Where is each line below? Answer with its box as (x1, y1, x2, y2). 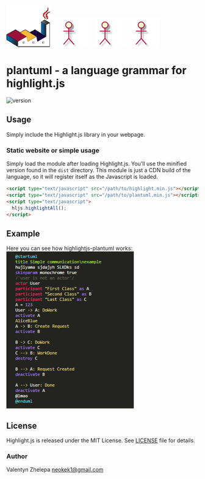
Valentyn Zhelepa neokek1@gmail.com (6, 466, 104, 473)
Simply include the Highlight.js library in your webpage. (6, 130, 145, 138)
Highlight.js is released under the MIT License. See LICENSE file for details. (6, 437, 195, 444)
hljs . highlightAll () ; (12, 205, 67, 211)
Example (6, 228, 40, 239)
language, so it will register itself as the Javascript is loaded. (6, 173, 159, 181)
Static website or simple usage (6, 146, 99, 154)
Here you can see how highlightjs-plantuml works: (6, 244, 133, 252)
